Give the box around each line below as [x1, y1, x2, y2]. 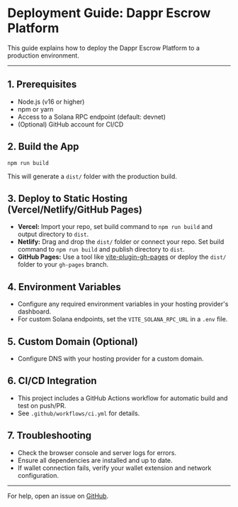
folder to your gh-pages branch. [17, 260, 109, 269]
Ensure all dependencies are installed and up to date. [17, 456, 173, 464]
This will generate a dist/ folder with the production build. [7, 172, 177, 181]
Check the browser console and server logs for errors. [17, 448, 177, 457]
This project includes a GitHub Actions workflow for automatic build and [17, 393, 228, 402]
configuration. [17, 471, 59, 479]
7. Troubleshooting [7, 429, 92, 442]
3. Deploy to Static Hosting [7, 192, 128, 204]
